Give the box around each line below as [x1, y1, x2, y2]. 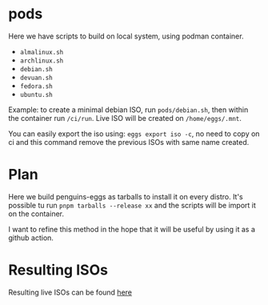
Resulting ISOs [8, 261, 108, 279]
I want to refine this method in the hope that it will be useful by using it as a [8, 224, 256, 234]
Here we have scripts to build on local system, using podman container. [8, 31, 244, 41]
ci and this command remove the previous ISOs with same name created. [8, 137, 250, 146]
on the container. [8, 209, 64, 219]
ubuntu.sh [19, 90, 54, 98]
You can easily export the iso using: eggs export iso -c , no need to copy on [8, 129, 260, 138]
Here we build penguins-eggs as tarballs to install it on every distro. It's [8, 191, 244, 201]
